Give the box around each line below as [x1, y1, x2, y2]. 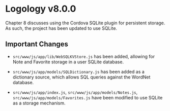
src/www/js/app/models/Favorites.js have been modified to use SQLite [12, 94, 163, 100]
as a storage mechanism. [12, 100, 66, 106]
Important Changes [5, 40, 69, 49]
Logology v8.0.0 [5, 3, 76, 15]
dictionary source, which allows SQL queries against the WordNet [12, 74, 151, 80]
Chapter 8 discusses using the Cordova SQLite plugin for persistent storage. [5, 20, 165, 26]
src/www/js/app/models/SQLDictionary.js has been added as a [12, 68, 145, 75]
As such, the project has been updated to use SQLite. [5, 25, 118, 31]
